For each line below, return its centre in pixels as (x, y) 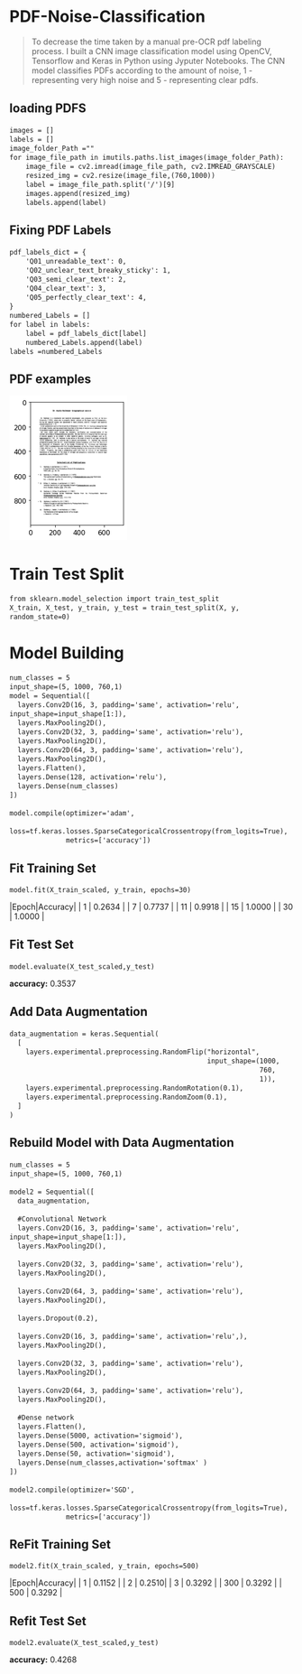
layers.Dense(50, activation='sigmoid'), (96, 1454)
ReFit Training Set (60, 1544)
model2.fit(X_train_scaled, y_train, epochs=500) (105, 1567)
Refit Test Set (48, 1621)
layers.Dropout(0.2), (58, 1318)
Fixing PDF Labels (60, 231)
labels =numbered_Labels (56, 351)
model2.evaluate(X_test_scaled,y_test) (84, 1643)
